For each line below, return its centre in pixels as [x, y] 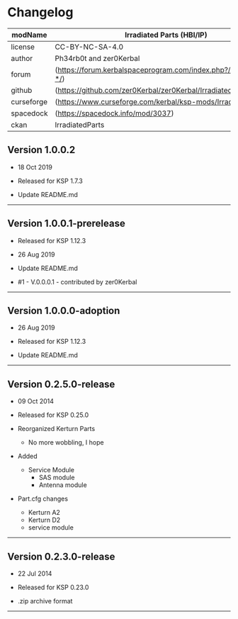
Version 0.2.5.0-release [61, 384]
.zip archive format [45, 601]
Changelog [40, 12]
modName [29, 35]
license [23, 47]
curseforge [29, 101]
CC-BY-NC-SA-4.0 [89, 47]
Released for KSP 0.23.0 [53, 587]
